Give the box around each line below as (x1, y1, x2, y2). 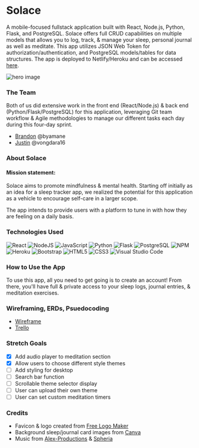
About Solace (6, 154, 47, 163)
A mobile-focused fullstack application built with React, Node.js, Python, (6, 23, 185, 31)
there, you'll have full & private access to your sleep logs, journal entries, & (6, 282, 191, 290)
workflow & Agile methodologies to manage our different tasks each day (6, 115, 185, 122)
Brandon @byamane (14, 133, 66, 140)
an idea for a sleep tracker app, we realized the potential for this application (6, 188, 193, 196)
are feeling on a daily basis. (6, 213, 74, 220)
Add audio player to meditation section (14, 353, 111, 360)
